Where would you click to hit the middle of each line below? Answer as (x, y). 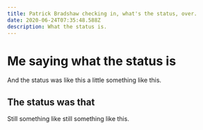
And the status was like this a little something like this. (84, 80)
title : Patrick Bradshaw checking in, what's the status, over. (102, 14)
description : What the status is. (57, 26)
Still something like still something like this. (68, 119)
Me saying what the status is (92, 61)
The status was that (51, 102)
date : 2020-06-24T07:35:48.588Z (54, 20)
